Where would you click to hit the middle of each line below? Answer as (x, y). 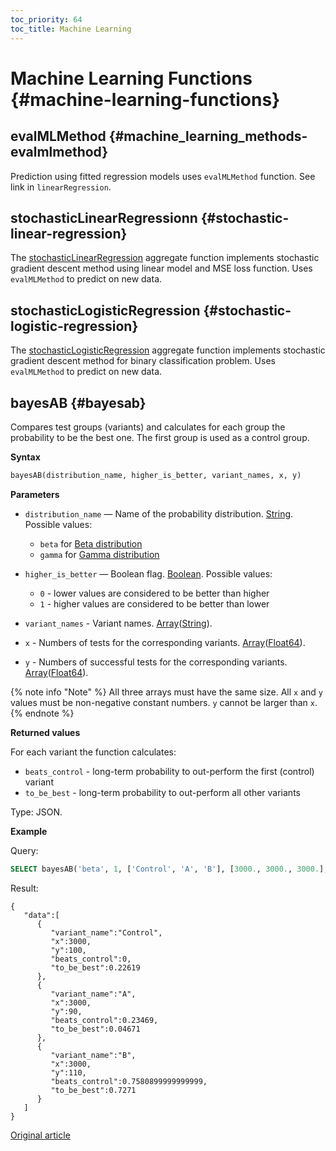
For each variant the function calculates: (93, 752)
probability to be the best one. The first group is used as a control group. (160, 437)
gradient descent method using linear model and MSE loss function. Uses (161, 268)
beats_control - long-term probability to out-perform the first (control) (169, 771)
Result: (24, 888)
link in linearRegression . (61, 187)
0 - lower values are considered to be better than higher (154, 593)
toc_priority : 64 (46, 19)
